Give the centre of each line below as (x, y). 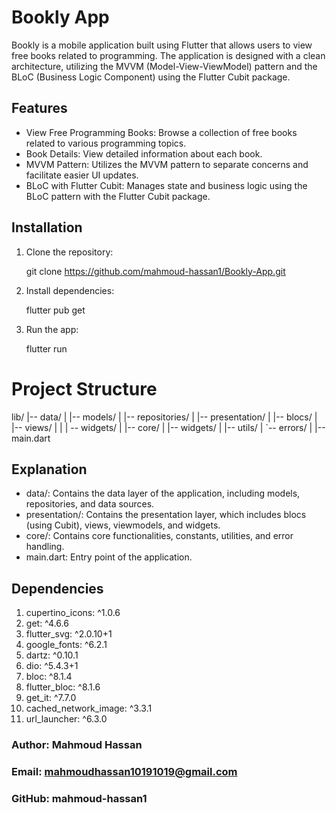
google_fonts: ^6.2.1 (66, 645)
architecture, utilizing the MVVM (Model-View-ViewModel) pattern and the (164, 66)
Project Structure (84, 388)
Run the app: (52, 329)
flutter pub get (55, 310)
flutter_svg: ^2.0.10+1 (69, 634)
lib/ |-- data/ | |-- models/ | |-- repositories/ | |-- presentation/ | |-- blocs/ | (164, 417)
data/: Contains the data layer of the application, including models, (163, 493)
